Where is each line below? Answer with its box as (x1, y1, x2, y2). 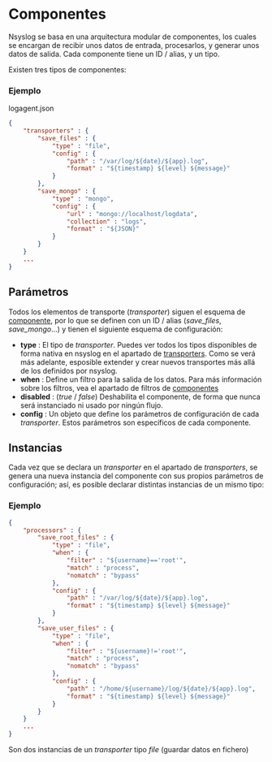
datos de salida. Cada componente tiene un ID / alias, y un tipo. (8, 49, 220, 58)
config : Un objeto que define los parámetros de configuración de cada (19, 409, 260, 418)
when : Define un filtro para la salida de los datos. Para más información (19, 375, 262, 384)
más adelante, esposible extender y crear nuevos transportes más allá (19, 357, 256, 366)
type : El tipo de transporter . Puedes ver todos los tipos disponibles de (19, 340, 257, 349)
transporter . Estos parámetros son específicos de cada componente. (19, 418, 252, 427)
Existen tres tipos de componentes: (8, 64, 127, 74)
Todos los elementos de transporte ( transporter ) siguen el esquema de (8, 306, 246, 317)
